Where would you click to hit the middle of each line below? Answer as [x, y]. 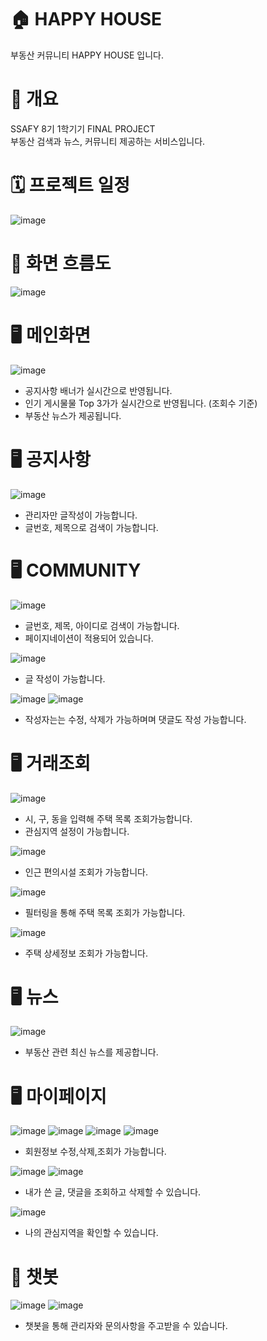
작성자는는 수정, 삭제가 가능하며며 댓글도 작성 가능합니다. [135, 719]
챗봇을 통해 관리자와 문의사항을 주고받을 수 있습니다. [126, 1326]
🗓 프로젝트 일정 [70, 185]
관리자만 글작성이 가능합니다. [81, 515]
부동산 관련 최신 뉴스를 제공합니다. [91, 1052]
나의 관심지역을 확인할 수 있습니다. [91, 1233]
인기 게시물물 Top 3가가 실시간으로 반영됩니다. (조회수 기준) [141, 403]
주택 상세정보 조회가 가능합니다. [86, 953]
